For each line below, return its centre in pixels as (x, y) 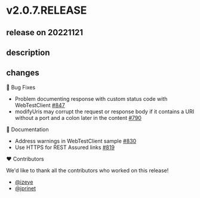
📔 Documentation (27, 129)
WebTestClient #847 (40, 105)
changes (23, 73)
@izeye (24, 182)
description (28, 52)
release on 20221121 (45, 33)
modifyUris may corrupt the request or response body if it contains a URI (104, 112)
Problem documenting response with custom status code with (91, 98)
